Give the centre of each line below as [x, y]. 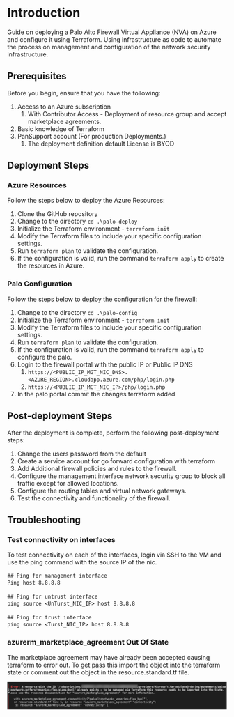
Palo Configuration [40, 284]
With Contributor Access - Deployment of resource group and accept [127, 114]
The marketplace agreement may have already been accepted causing [109, 657]
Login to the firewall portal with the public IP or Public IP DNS [105, 364]
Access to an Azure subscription [64, 107]
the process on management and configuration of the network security [109, 47]
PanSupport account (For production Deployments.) [92, 136]
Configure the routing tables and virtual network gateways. [102, 491]
